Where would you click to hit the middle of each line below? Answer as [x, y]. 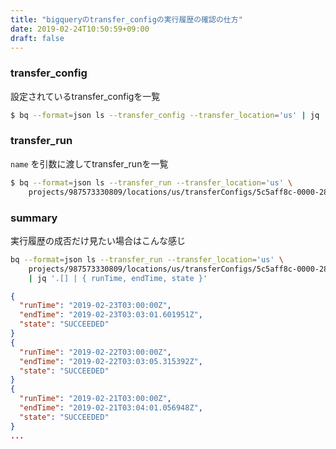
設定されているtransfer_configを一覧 [85, 96]
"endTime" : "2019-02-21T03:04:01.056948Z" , [111, 408]
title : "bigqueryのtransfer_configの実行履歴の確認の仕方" [126, 19]
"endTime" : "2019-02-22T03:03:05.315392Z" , [111, 361]
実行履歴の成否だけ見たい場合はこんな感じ [98, 240]
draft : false [37, 38]
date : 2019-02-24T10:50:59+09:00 [80, 29]
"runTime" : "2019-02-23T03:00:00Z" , [95, 306]
